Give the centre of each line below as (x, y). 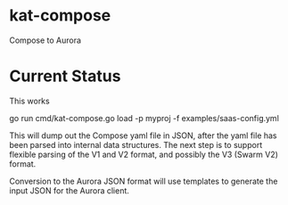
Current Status (65, 76)
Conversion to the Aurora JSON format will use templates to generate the (144, 181)
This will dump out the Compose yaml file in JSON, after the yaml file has (144, 135)
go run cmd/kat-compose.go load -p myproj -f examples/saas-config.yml (144, 118)
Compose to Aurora (45, 40)
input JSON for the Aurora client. (69, 190)
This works (30, 101)
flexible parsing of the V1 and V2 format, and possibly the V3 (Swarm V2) (144, 154)
